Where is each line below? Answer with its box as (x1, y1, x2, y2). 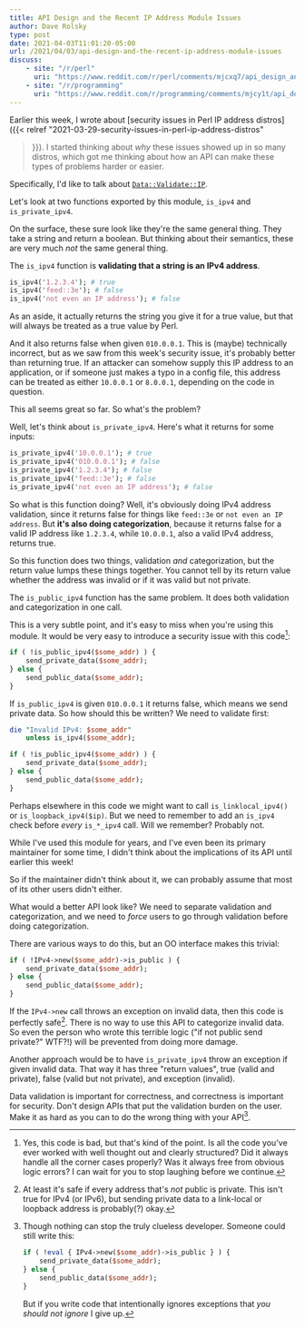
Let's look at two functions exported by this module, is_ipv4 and (9, 196, 251, 207)
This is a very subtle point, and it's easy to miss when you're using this (9, 619, 274, 630)
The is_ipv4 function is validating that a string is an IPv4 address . (9, 260, 261, 271)
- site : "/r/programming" (25, 81, 124, 90)
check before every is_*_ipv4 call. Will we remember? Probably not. (9, 819, 265, 831)
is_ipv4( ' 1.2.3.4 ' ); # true (9, 278, 116, 287)
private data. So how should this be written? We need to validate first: (9, 707, 270, 718)
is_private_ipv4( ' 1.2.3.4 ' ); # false (9, 465, 152, 475)
